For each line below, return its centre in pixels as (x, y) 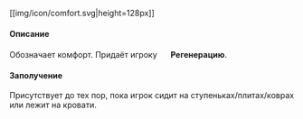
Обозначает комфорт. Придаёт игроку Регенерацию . (118, 55)
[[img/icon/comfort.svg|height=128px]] (82, 13)
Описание (29, 33)
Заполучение (36, 75)
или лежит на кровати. (53, 105)
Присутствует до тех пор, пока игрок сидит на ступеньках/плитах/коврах (152, 96)
